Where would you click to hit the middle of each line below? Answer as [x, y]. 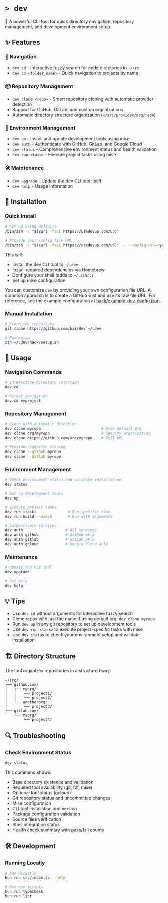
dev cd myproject [23, 401]
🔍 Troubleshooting [35, 735]
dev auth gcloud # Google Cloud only [57, 544]
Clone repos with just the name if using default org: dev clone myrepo [84, 619]
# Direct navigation [27, 396]
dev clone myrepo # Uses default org [73, 429]
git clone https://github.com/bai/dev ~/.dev [53, 328]
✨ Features [23, 42]
